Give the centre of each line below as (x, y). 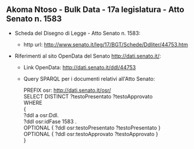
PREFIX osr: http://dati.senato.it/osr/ (67, 90)
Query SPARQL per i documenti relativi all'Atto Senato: (89, 78)
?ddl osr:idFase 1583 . (50, 121)
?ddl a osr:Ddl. (41, 115)
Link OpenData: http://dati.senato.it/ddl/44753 (80, 67)
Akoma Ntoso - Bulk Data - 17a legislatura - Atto (95, 10)
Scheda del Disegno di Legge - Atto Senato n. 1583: (77, 33)
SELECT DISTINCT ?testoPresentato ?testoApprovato (88, 96)
